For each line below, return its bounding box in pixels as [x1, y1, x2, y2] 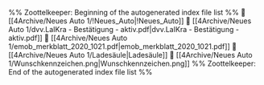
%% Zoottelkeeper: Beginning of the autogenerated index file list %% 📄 [8, 8, 246, 17]
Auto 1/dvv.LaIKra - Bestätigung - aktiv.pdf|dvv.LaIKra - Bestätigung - [8, 25, 240, 34]
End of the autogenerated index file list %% [8, 67, 153, 76]
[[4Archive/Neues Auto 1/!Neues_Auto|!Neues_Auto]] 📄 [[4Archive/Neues [8, 16, 252, 26]
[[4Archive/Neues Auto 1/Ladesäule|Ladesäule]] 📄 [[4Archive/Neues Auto [8, 51, 253, 59]
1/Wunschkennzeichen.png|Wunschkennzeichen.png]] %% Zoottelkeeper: [8, 59, 256, 68]
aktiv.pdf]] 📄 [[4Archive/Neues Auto [8, 33, 128, 42]
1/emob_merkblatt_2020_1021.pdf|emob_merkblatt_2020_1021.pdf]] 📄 [8, 42, 237, 51]
